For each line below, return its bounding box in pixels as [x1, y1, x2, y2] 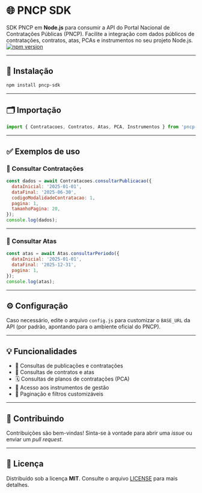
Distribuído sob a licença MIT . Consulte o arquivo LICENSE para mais [6, 474, 178, 482]
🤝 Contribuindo [6, 413, 64, 424]
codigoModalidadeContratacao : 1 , [11, 195, 96, 201]
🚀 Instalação [6, 66, 54, 76]
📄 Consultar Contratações [6, 164, 84, 173]
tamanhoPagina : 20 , [11, 206, 61, 212]
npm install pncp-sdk [6, 82, 61, 88]
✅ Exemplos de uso [6, 146, 80, 156]
